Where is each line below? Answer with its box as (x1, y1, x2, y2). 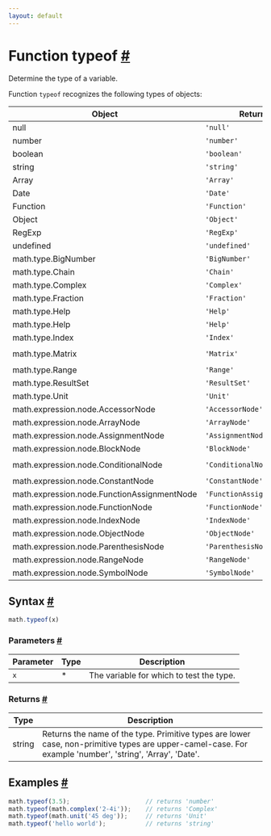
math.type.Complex (12, 279, 87, 291)
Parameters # (8, 635, 63, 646)
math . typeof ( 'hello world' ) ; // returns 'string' (8, 820, 215, 828)
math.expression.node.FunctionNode (12, 502, 153, 513)
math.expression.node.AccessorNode (12, 403, 156, 414)
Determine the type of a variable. (8, 74, 119, 83)
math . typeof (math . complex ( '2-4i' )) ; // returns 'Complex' (8, 804, 219, 813)
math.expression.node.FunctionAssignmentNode (12, 488, 198, 499)
